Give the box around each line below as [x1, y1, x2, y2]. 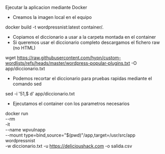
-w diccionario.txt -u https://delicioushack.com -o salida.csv [5, 143, 132, 149]
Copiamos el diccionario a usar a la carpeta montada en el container [12, 34, 156, 40]
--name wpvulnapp [5, 127, 46, 133]
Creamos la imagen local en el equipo [12, 14, 92, 20]
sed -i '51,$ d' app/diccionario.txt [5, 91, 75, 96]
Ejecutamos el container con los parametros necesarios [12, 100, 130, 107]
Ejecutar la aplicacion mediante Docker [5, 5, 88, 10]
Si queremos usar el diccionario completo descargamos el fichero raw [12, 39, 160, 45]
